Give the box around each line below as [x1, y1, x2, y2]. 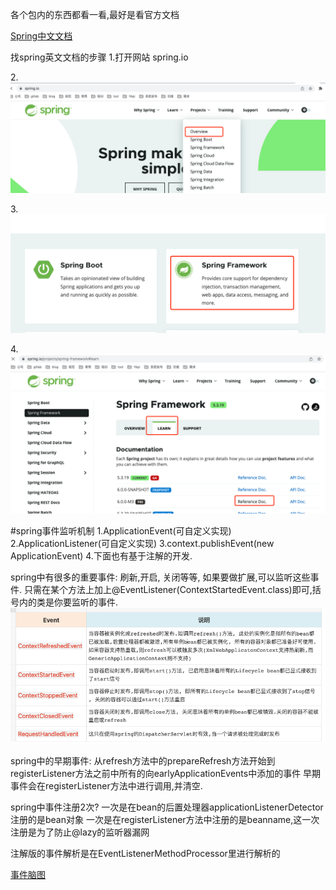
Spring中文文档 [10, 30, 73, 42]
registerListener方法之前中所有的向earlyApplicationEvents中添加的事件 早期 [10, 768, 322, 780]
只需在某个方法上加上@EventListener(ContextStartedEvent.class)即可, [23, 584, 313, 596]
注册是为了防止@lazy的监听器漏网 [10, 826, 150, 838]
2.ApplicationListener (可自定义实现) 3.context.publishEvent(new [10, 538, 275, 550]
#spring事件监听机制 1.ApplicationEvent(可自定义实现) [10, 525, 232, 537]
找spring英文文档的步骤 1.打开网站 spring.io [10, 51, 189, 63]
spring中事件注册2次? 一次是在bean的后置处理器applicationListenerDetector [10, 801, 324, 813]
